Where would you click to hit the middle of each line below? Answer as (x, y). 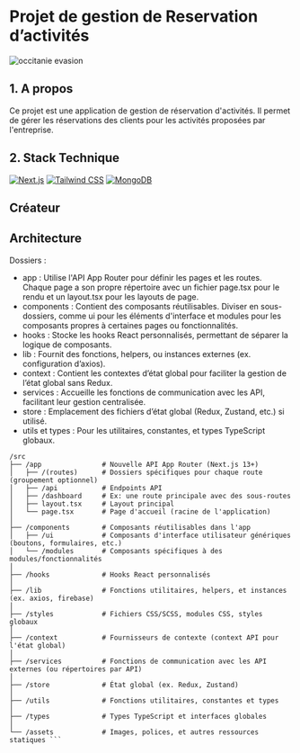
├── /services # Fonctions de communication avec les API (138, 661)
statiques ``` (36, 740)
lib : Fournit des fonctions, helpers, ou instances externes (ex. (137, 354)
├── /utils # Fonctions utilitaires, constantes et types (144, 700)
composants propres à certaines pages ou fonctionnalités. (130, 325)
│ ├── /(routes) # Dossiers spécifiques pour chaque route (136, 472)
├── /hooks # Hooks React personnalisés (110, 574)
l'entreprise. (31, 130)
